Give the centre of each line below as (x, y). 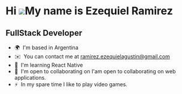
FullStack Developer (44, 33)
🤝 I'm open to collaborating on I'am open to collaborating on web (95, 71)
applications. (30, 78)
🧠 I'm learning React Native (48, 65)
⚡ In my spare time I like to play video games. (71, 84)
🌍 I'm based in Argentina (46, 48)
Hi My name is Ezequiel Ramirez (89, 11)
